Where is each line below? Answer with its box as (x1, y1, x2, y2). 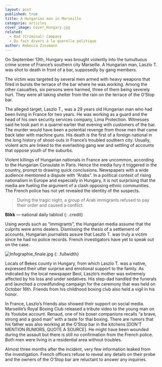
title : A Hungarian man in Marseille (5, 16, 81, 21)
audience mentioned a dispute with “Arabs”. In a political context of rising (5, 172, 151, 178)
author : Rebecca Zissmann (5, 43, 57, 48)
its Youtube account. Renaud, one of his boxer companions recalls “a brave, (5, 311, 157, 317)
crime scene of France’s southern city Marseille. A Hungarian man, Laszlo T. (5, 62, 158, 67)
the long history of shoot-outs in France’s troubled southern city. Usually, (5, 137, 151, 143)
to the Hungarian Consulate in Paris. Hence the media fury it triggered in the (5, 162, 157, 168)
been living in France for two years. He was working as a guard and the (5, 111, 148, 117)
